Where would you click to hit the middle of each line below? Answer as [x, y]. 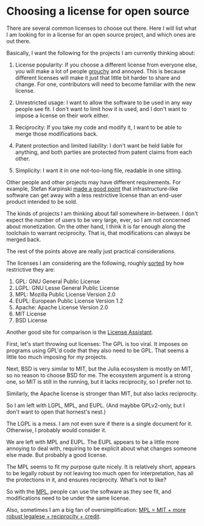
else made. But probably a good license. [57, 455]
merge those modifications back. [57, 134]
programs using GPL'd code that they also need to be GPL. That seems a [97, 350]
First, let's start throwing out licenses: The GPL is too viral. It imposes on [97, 344]
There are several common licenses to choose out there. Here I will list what [101, 28]
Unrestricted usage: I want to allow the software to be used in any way [104, 103]
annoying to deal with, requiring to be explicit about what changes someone [101, 448]
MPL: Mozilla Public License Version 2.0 [65, 294]
